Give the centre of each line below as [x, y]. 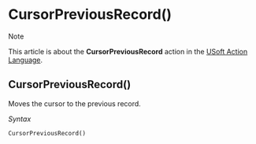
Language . [26, 60]
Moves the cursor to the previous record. [75, 103]
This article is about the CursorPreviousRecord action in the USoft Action [128, 51]
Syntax [20, 119]
